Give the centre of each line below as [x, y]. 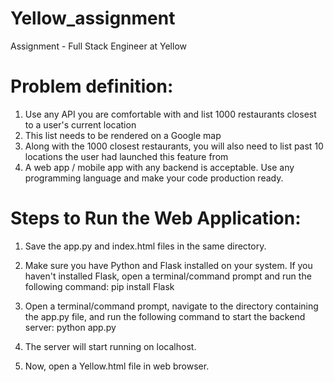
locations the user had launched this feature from [126, 156]
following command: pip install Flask [99, 286]
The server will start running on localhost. [110, 346]
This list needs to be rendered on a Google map [123, 135]
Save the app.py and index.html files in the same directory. [145, 246]
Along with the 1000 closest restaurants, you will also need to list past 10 [174, 146]
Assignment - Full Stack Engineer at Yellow [98, 46]
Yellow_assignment [93, 18]
